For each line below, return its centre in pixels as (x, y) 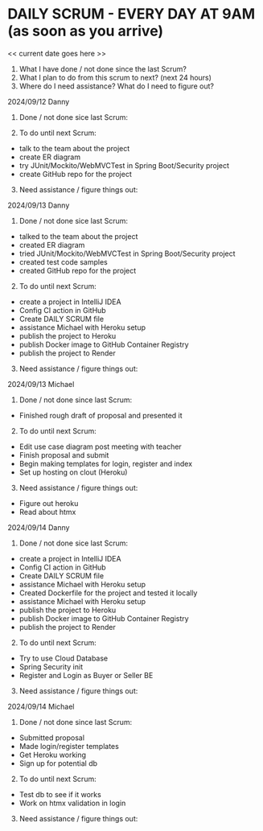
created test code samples (63, 261)
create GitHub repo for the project (75, 174)
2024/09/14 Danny (39, 527)
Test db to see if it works (60, 794)
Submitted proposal (52, 738)
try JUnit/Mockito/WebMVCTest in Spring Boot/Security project (124, 165)
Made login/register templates (69, 746)
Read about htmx (47, 512)
